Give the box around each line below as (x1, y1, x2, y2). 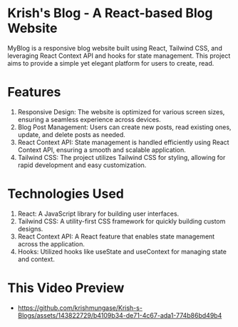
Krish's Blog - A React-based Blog (7, 5, 213, 21)
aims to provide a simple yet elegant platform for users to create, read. (7, 59, 214, 67)
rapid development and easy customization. (17, 161, 147, 169)
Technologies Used (7, 186, 125, 202)
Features (7, 84, 61, 101)
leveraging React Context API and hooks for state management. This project (7, 51, 231, 60)
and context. (17, 255, 55, 263)
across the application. (17, 239, 86, 248)
